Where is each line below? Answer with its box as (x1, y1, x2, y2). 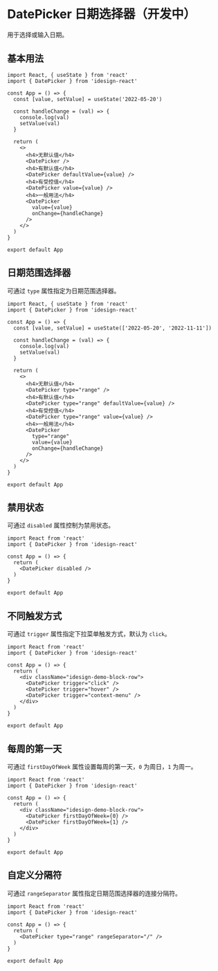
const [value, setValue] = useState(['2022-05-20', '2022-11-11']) (13, 325, 212, 332)
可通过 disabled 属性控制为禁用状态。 (7, 521, 115, 529)
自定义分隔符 (7, 869, 62, 881)
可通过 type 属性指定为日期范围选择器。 (7, 287, 120, 295)
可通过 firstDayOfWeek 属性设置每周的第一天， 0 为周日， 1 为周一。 (7, 763, 197, 770)
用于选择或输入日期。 (7, 30, 68, 39)
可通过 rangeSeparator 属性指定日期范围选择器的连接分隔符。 (7, 889, 182, 897)
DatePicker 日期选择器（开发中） (7, 6, 196, 22)
